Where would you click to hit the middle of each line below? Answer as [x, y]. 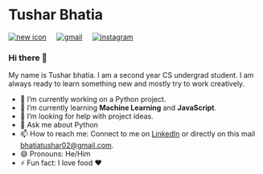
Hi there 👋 [28, 58]
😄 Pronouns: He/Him [55, 154]
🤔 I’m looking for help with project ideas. [87, 116]
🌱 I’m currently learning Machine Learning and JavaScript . [118, 108]
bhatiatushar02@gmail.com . [67, 145]
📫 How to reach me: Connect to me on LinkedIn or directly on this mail [138, 134]
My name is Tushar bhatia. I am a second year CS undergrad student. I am [131, 75]
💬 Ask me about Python [59, 125]
